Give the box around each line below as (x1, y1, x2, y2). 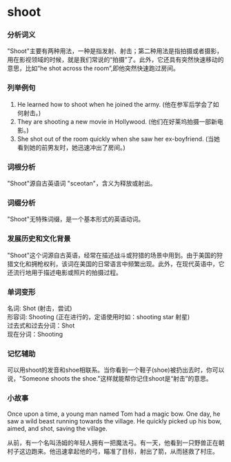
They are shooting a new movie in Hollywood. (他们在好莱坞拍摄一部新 (17, 117, 217, 125)
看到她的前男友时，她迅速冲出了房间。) (17, 143, 125, 152)
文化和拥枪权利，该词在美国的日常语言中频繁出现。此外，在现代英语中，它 (12, 259, 225, 268)
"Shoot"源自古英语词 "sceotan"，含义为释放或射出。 (7, 179, 157, 188)
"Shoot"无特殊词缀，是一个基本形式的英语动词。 (7, 215, 145, 223)
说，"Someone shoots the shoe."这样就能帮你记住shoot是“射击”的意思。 (7, 374, 212, 383)
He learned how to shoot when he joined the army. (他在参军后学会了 (17, 100, 214, 108)
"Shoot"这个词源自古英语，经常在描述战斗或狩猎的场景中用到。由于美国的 (7, 251, 217, 259)
